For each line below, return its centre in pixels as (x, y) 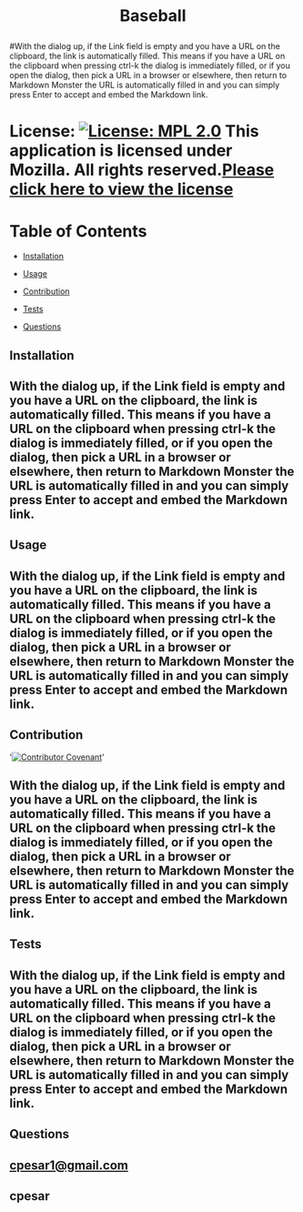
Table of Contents (78, 231)
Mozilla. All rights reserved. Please (142, 170)
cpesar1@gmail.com (69, 1165)
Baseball (153, 16)
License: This (134, 131)
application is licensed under (121, 151)
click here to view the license (121, 190)
